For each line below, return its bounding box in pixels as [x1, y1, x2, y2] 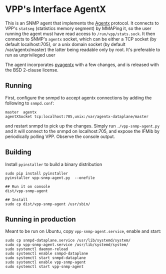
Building [5, 148, 31, 156]
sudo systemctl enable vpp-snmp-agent [5, 260, 86, 265]
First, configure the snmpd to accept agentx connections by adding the [5, 94, 152, 100]
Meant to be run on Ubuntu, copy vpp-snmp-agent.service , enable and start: [5, 228, 161, 234]
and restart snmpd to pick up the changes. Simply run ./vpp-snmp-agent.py [5, 122, 160, 128]
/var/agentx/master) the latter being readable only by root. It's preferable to [5, 46, 160, 52]
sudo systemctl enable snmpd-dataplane [5, 251, 88, 256]
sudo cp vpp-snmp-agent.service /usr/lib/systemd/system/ [5, 242, 128, 247]
